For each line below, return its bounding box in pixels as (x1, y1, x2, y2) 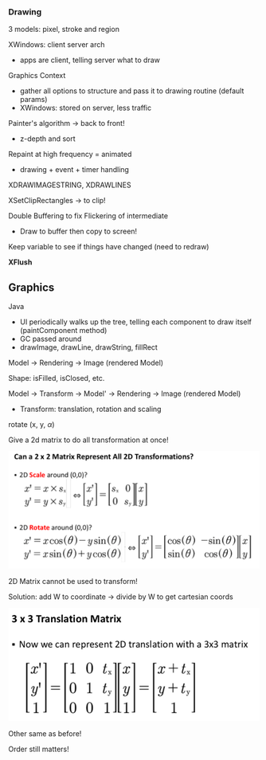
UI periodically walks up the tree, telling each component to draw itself (19, 317, 252, 327)
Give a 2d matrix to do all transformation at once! (8, 435, 169, 445)
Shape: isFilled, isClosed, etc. (8, 374, 105, 383)
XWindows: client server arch (8, 40, 105, 49)
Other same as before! (8, 728, 82, 738)
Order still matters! (8, 744, 69, 754)
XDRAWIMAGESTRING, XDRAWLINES (8, 180, 131, 190)
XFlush (8, 257, 33, 267)
